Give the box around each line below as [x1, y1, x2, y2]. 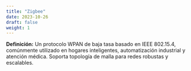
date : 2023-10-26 [6, 14, 49, 20]
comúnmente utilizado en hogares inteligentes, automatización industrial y [6, 47, 186, 54]
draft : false [6, 19, 38, 25]
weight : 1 [6, 24, 30, 31]
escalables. [6, 59, 34, 66]
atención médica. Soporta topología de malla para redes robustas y [6, 53, 169, 60]
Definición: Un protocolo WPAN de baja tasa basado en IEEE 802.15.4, [6, 41, 176, 48]
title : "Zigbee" [6, 8, 46, 15]
